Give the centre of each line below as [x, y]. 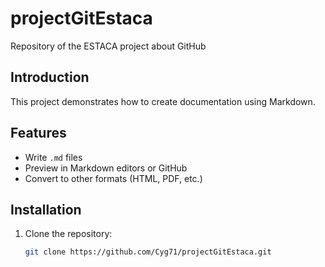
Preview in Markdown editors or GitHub [106, 168]
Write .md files [53, 157]
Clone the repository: [68, 234]
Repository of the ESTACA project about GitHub [108, 46]
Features [38, 133]
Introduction [50, 77]
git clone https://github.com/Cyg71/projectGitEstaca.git [148, 252]
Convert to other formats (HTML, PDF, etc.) [113, 178]
